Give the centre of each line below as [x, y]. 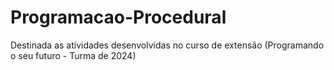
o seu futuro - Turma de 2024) [73, 55]
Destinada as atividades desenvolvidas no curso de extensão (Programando [167, 45]
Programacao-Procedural [118, 17]
